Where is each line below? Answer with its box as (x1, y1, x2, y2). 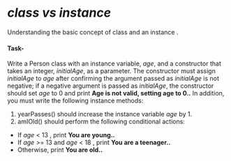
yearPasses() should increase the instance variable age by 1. (17, 110, 193, 118)
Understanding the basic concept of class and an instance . (7, 28, 179, 36)
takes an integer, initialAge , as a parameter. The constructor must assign (7, 67, 216, 75)
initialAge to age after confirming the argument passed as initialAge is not (7, 75, 220, 83)
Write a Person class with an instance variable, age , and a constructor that (7, 59, 221, 68)
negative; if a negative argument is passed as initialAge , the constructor (7, 82, 214, 90)
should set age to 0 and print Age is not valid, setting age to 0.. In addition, (7, 89, 225, 98)
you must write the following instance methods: (7, 96, 144, 105)
